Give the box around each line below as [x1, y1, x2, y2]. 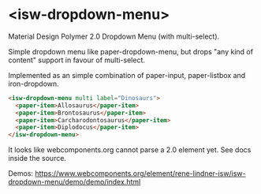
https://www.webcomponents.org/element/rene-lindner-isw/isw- [35, 169, 246, 178]
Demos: [8, 169, 34, 178]
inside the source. [8, 154, 67, 163]
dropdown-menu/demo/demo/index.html [8, 177, 141, 187]
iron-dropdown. [8, 79, 59, 88]
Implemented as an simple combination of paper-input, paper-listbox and [8, 70, 246, 80]
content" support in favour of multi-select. [8, 55, 146, 65]
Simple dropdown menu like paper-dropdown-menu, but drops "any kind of [8, 47, 254, 56]
